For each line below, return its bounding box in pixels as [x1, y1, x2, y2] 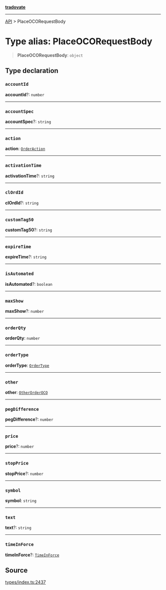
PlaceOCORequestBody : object [17, 52, 83, 58]
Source [5, 566, 28, 575]
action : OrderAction [5, 146, 45, 152]
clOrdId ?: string [5, 199, 39, 205]
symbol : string [5, 498, 37, 504]
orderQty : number [5, 335, 41, 341]
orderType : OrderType [5, 362, 49, 368]
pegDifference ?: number [5, 416, 53, 422]
